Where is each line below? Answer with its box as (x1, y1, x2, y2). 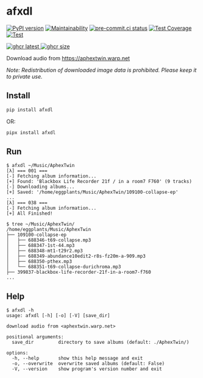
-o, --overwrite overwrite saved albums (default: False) (12, 361, 165, 367)
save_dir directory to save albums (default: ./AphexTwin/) (12, 340, 190, 346)
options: (6, 350, 29, 356)
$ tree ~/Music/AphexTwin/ (6, 221, 75, 227)
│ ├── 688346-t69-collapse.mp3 (6, 237, 91, 243)
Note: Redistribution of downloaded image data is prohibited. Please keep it (6, 66, 197, 74)
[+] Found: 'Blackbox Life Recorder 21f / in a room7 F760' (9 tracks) (6, 179, 192, 185)
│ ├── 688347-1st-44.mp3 (6, 243, 75, 249)
